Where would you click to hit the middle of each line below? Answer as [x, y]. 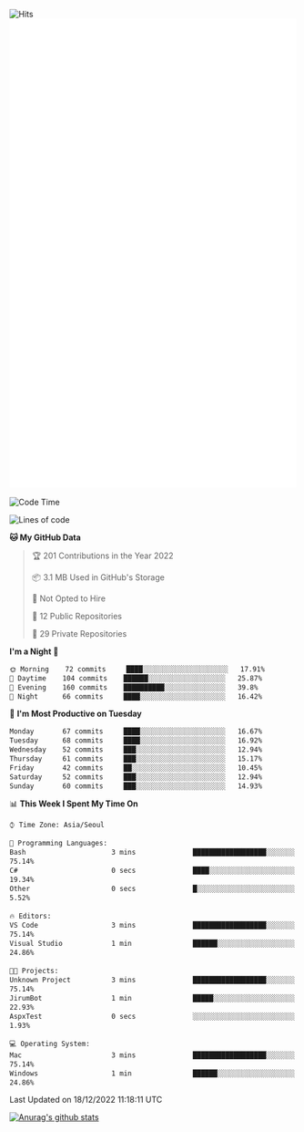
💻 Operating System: [50, 1044]
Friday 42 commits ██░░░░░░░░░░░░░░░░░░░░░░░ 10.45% [136, 768]
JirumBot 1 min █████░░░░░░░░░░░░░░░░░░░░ [152, 998]
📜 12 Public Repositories [77, 616]
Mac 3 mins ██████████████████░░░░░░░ [152, 1055]
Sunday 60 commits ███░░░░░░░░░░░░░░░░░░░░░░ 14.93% [136, 786]
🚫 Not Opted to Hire [69, 598]
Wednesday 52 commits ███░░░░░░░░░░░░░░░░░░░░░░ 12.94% [136, 749]
